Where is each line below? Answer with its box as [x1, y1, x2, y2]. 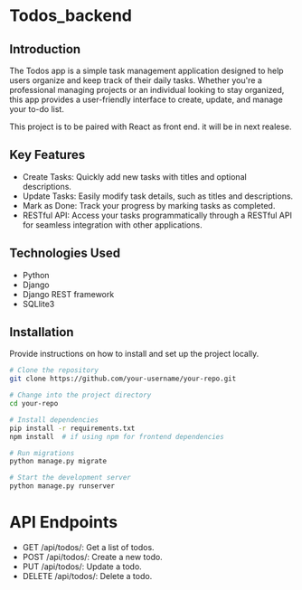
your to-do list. [9, 104, 65, 114]
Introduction [9, 42, 81, 57]
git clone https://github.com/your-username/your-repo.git [9, 374, 237, 384]
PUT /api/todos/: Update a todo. [22, 561, 142, 572]
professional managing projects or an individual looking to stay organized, [9, 85, 285, 95]
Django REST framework [22, 288, 115, 299]
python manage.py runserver [9, 482, 116, 491]
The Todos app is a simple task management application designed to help [9, 65, 284, 76]
